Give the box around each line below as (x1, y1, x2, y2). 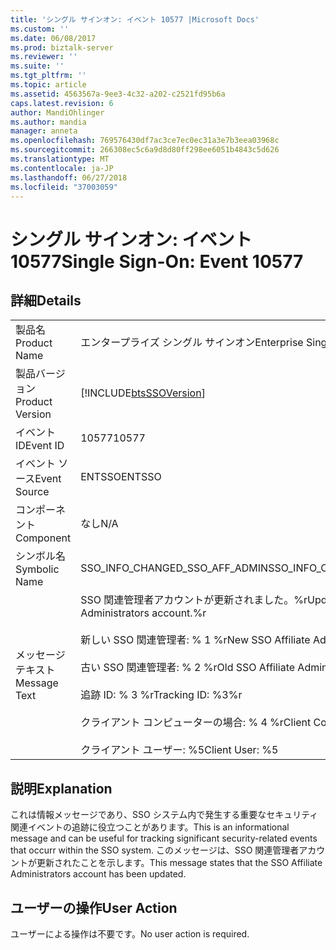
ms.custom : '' (10, 24, 70, 34)
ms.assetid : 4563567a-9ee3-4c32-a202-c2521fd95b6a (10, 89, 226, 99)
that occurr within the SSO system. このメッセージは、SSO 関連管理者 (10, 844, 300, 856)
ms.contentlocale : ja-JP (10, 163, 114, 173)
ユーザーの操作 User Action (10, 899, 178, 916)
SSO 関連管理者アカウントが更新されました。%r (80, 593, 308, 607)
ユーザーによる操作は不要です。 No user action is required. (10, 928, 250, 940)
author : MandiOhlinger (10, 107, 105, 118)
